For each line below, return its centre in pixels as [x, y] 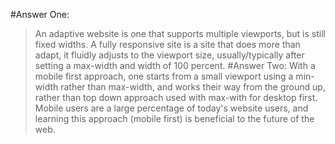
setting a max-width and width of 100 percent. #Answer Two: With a [175, 65]
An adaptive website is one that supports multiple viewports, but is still [180, 33]
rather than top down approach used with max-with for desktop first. [176, 97]
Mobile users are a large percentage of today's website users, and [171, 108]
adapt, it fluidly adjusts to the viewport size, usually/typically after [169, 55]
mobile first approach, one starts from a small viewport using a [164, 76]
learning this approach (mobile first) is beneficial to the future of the [174, 118]
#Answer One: [40, 14]
